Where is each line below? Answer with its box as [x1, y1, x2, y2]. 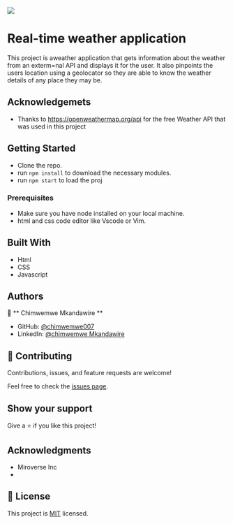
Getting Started [7, 143, 76, 154]
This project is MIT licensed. [7, 509, 89, 517]
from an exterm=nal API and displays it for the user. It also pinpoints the [7, 61, 213, 69]
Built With [7, 237, 51, 249]
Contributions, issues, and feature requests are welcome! [7, 369, 172, 377]
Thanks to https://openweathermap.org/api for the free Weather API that [17, 115, 226, 123]
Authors [7, 291, 44, 303]
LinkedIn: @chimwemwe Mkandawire [17, 330, 125, 338]
